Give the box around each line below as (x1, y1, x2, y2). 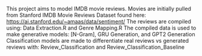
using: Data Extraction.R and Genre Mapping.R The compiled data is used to (6, 24, 197, 31)
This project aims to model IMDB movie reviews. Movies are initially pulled (6, 5, 192, 12)
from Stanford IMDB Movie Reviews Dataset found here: (6, 11, 147, 19)
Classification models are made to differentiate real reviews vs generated (6, 37, 189, 44)
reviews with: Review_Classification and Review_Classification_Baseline (6, 43, 185, 51)
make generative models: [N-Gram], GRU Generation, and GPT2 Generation (6, 31, 195, 38)
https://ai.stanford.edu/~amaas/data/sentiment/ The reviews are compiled (6, 18, 192, 25)
